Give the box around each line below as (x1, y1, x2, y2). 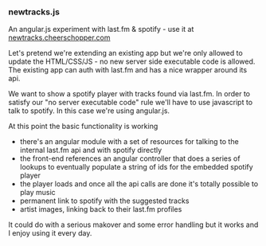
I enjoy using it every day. (8, 228, 92, 238)
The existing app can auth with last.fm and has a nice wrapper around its (8, 65, 248, 75)
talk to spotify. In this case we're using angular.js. (8, 106, 170, 115)
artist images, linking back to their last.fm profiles (19, 205, 182, 214)
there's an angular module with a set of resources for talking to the (19, 137, 239, 146)
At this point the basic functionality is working (8, 122, 158, 131)
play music (19, 188, 56, 197)
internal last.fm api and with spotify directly (19, 146, 162, 155)
